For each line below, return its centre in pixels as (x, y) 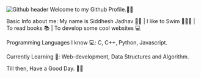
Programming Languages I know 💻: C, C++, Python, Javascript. (87, 42)
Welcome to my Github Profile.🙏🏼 (92, 9)
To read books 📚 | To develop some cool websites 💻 (74, 28)
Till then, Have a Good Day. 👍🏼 (45, 68)
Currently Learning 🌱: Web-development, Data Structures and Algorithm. (98, 57)
